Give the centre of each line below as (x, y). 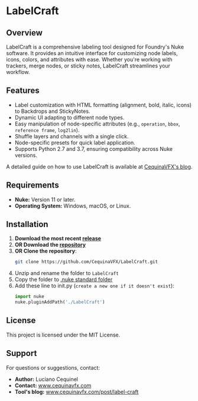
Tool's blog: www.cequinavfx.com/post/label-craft (77, 392)
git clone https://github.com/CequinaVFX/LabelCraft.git (86, 262)
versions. (26, 155)
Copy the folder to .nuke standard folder (64, 280)
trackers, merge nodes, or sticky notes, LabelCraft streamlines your (88, 66)
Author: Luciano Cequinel (46, 379)
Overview (25, 33)
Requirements (33, 185)
